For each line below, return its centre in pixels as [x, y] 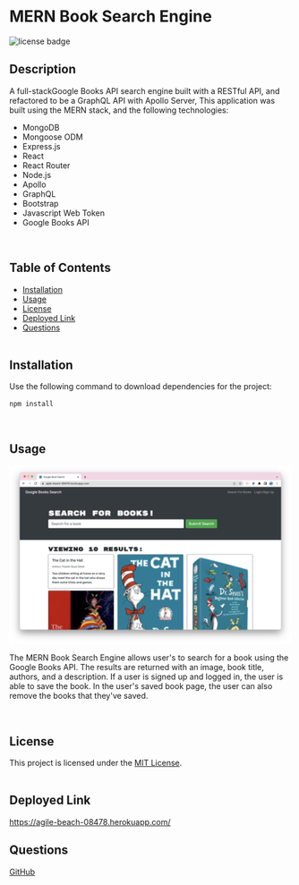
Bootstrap [40, 203]
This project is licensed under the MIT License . [96, 762]
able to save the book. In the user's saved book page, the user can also [141, 686]
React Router [46, 165]
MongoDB [41, 127]
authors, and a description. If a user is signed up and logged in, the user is [146, 677]
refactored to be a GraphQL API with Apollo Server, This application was [142, 100]
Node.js [37, 174]
